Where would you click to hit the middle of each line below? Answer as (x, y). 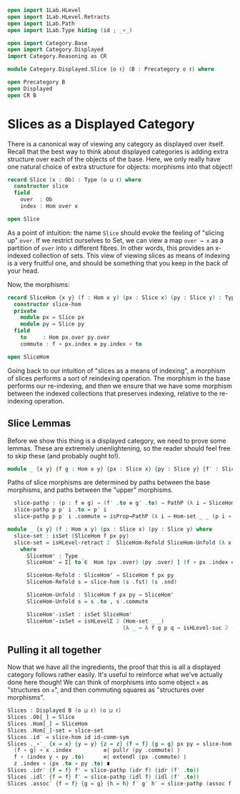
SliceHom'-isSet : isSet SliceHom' (79, 614)
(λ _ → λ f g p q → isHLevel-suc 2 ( (179, 628)
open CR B (22, 95)
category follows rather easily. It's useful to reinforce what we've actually (115, 675)
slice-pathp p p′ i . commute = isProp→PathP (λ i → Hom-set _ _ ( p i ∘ (123, 517)
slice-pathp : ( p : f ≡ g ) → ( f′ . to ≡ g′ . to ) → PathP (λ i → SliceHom (124, 503)
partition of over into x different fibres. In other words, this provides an (111, 248)
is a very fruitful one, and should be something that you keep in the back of (118, 263)
